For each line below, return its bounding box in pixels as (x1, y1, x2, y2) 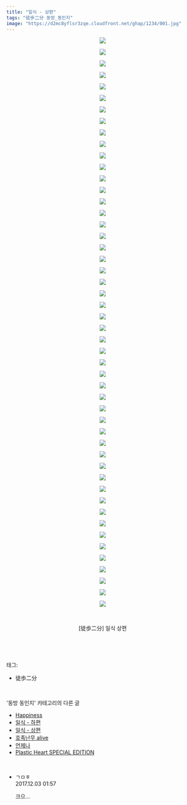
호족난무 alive (15, 734, 49, 742)
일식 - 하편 (15, 719, 41, 727)
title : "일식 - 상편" (6, 9, 56, 15)
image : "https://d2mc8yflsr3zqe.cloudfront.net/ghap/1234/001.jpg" (6, 20, 182, 26)
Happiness (15, 712, 43, 719)
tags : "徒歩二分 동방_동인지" (6, 15, 73, 21)
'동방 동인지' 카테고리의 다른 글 (6, 700, 80, 707)
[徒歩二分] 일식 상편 (78, 625, 127, 632)
